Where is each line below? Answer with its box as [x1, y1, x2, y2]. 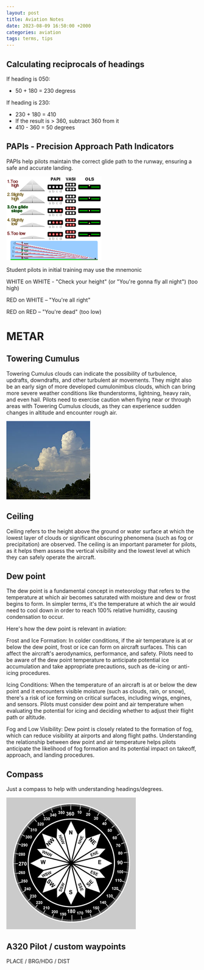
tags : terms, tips [6, 35, 53, 42]
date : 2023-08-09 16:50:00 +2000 [6, 23, 91, 29]
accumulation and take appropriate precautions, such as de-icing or [6, 663, 177, 670]
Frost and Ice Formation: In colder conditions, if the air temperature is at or [6, 637, 193, 644]
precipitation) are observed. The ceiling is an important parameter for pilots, [6, 541, 197, 548]
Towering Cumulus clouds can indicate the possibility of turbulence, [6, 370, 177, 377]
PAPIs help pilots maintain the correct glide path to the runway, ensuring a [6, 158, 192, 165]
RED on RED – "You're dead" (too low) [6, 308, 102, 315]
